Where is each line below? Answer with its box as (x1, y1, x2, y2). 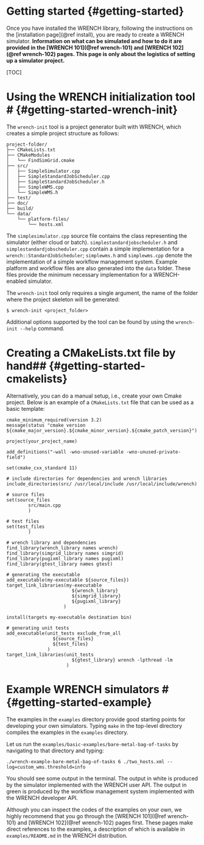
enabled (6, 277, 27, 285)
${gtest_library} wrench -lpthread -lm (71, 657, 173, 663)
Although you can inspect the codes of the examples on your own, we (6, 806, 182, 813)
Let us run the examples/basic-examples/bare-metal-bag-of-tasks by (6, 740, 178, 747)
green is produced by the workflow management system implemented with (6, 788, 195, 795)
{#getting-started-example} (6, 696, 152, 709)
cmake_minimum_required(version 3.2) (6, 416, 102, 423)
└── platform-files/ (17, 216, 69, 222)
